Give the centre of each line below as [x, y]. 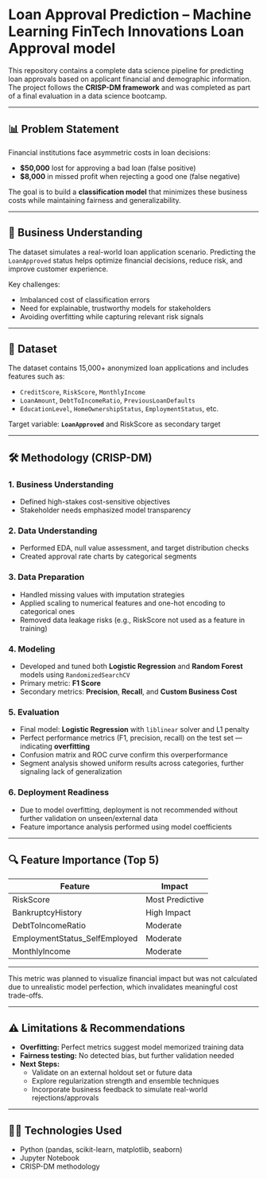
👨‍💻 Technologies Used [65, 1130]
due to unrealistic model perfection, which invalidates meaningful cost [123, 987]
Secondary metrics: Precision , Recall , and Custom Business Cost [128, 691]
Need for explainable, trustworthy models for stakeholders [115, 308]
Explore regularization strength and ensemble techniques [126, 1081]
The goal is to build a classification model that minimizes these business [128, 192]
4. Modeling [32, 648]
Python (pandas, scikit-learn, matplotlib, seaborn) [101, 1149]
